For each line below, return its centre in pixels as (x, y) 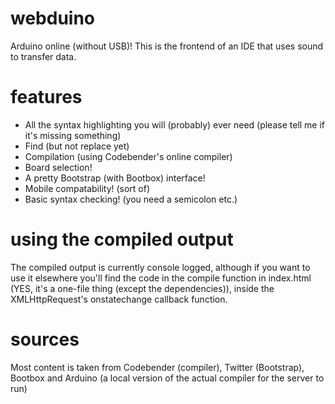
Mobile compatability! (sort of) (87, 188)
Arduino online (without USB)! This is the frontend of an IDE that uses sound (167, 46)
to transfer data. (43, 56)
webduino (53, 18)
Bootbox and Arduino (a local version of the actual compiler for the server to (167, 378)
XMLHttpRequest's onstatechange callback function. (119, 299)
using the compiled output (122, 239)
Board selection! (58, 167)
